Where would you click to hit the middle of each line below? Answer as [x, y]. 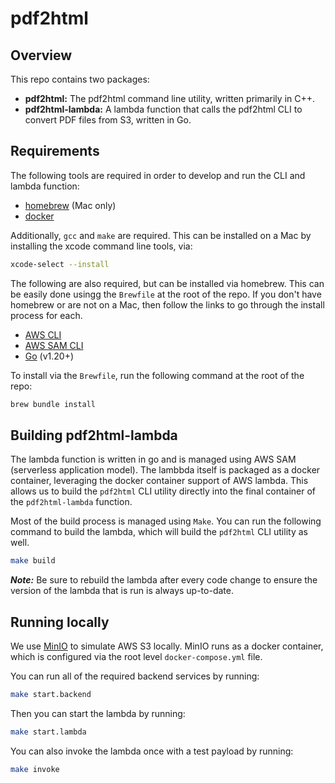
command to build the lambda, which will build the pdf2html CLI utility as [159, 532]
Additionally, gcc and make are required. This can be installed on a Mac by [161, 235]
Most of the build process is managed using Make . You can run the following [166, 521]
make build [33, 561]
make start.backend [51, 695]
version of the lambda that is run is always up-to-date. [122, 591]
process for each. [46, 315]
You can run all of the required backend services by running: [135, 676]
